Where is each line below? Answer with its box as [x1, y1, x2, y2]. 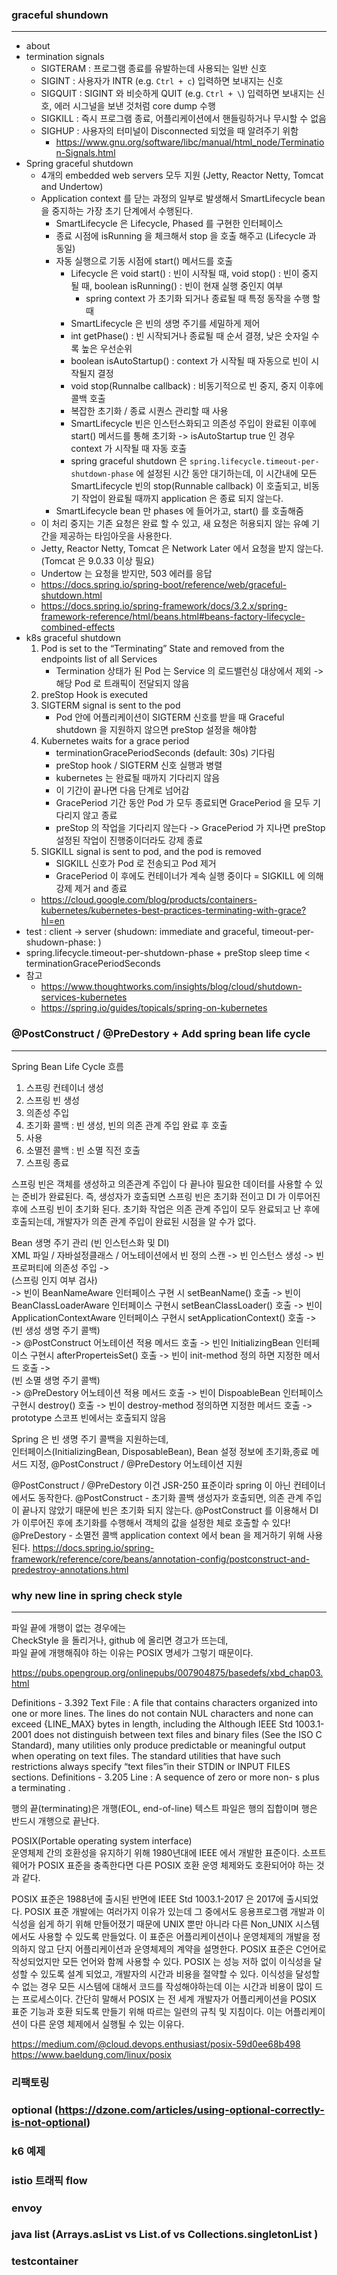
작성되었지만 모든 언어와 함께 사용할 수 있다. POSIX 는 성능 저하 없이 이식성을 [11, 1955, 312, 1967]
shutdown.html [40, 589, 103, 602]
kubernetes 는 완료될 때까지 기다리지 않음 [55, 772, 221, 784]
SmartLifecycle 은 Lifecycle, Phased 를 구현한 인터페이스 [55, 218, 284, 230]
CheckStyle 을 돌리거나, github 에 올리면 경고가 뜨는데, [11, 1634, 229, 1646]
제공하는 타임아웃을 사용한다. [59, 530, 173, 542]
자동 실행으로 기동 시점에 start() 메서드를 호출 [55, 255, 234, 267]
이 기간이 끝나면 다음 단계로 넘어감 [55, 784, 190, 797]
